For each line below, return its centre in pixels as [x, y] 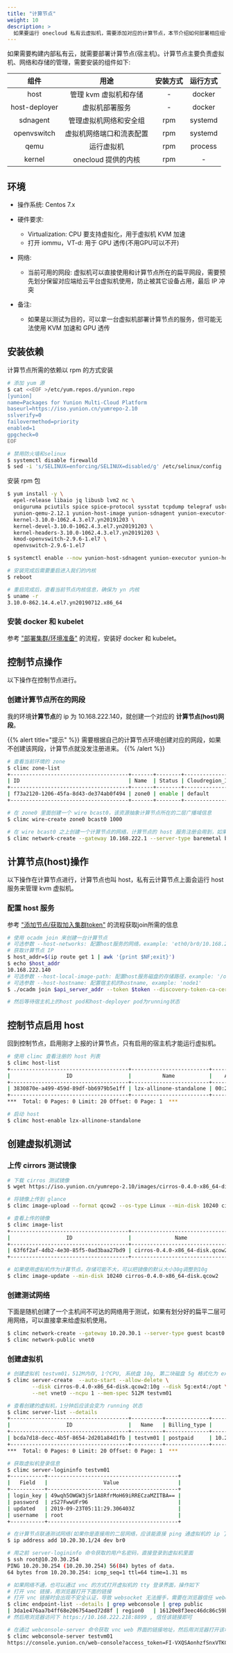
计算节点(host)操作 [48, 862]
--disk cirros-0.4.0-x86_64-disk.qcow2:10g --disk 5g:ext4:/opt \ [130, 1386]
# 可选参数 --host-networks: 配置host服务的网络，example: [88, 944]
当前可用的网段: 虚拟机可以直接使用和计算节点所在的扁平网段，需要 [123, 272]
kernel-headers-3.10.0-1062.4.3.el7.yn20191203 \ [86, 533]
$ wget [17, 1187]
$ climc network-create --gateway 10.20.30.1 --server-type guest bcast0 [116, 1334]
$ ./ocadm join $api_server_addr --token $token [79, 989]
